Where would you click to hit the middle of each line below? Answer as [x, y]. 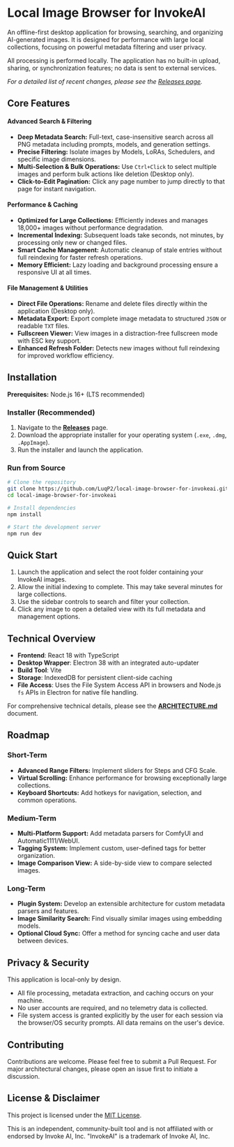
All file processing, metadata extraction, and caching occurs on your [115, 993]
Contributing [36, 1045]
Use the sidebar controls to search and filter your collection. [103, 602]
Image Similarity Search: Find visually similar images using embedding [119, 919]
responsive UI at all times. [54, 272]
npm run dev [24, 533]
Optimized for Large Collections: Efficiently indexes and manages [112, 220]
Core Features [39, 104]
